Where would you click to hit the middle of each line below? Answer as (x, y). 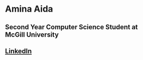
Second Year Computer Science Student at (71, 27)
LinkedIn (19, 51)
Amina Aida (29, 9)
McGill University (32, 34)
